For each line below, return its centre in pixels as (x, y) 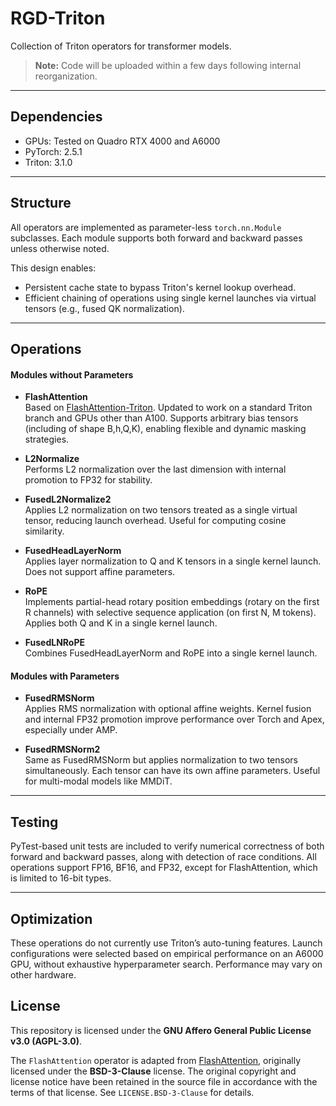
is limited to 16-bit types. (61, 878)
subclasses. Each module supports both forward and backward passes (156, 238)
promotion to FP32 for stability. (88, 480)
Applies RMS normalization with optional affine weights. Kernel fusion (168, 709)
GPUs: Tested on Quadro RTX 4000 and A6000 (122, 141)
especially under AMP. (71, 730)
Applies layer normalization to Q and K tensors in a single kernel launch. (173, 561)
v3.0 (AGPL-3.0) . (46, 1041)
